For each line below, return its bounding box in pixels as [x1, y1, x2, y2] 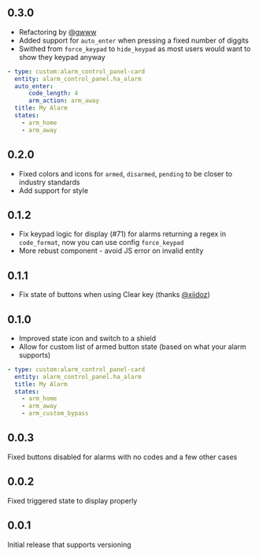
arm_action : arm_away [28, 97, 100, 105]
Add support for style [18, 185, 88, 195]
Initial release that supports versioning [7, 540, 131, 549]
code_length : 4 [28, 90, 79, 98]
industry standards [18, 177, 80, 187]
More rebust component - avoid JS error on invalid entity [18, 246, 204, 255]
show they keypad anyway [18, 52, 105, 61]
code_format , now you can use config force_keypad [18, 238, 184, 247]
